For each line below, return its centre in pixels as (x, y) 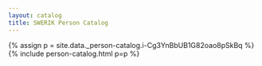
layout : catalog (35, 15)
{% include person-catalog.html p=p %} (74, 53)
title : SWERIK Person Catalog (59, 23)
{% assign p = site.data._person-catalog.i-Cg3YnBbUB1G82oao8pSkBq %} (131, 45)
